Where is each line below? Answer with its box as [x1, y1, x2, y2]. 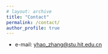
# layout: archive [6, 8, 52, 15]
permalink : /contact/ [6, 19, 60, 25]
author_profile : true [6, 25, 60, 31]
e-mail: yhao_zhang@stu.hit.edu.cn [14, 41, 103, 48]
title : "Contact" [6, 14, 50, 20]
